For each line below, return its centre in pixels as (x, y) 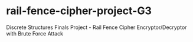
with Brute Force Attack (35, 33)
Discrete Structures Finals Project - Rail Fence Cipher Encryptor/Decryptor (97, 27)
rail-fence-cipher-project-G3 (79, 11)
